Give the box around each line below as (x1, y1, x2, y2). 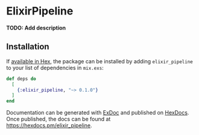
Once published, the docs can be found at (6, 116, 111, 123)
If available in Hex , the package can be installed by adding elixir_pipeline (6, 57, 193, 64)
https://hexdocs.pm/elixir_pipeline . (6, 122, 92, 129)
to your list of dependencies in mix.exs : (6, 64, 104, 71)
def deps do (6, 75, 36, 82)
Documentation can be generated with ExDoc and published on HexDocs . (6, 109, 189, 116)
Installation (6, 42, 49, 52)
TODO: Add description (6, 24, 66, 31)
